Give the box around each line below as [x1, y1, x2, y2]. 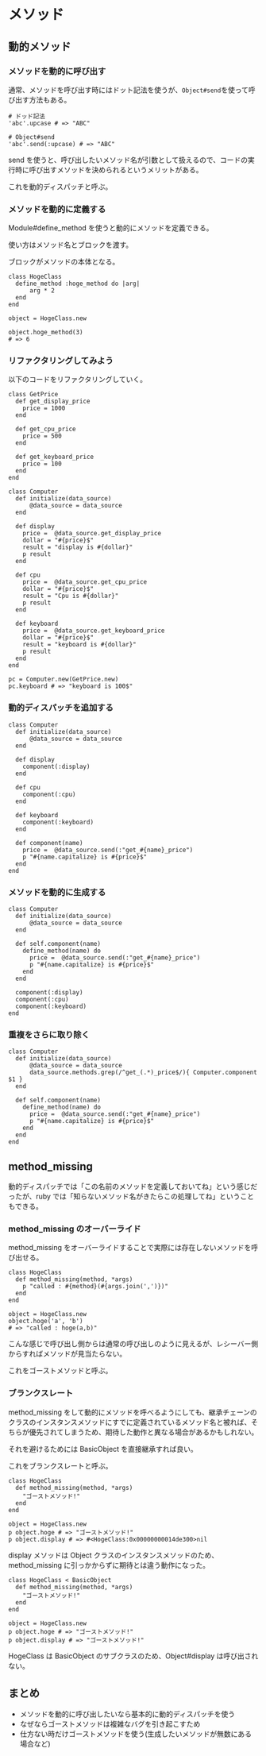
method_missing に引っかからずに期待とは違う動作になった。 [8, 1560, 210, 1569]
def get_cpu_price [15, 425, 77, 434]
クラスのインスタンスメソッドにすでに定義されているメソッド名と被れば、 [8, 1417, 252, 1426]
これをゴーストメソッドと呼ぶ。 [8, 1366, 113, 1376]
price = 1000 [22, 404, 66, 412]
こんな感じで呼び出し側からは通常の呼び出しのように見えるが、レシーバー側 [8, 1339, 259, 1349]
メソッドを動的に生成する [8, 886, 106, 897]
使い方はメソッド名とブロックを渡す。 [8, 240, 133, 249]
